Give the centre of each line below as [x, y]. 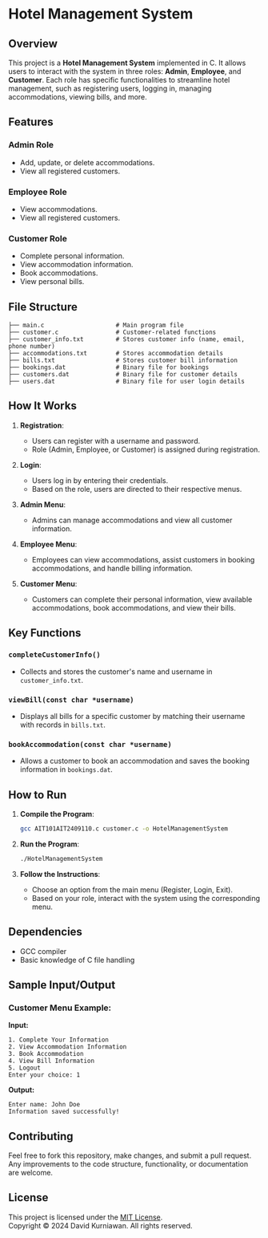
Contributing [41, 1136]
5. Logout [25, 1068]
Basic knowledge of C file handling [77, 960]
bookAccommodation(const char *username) [90, 744]
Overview [33, 44]
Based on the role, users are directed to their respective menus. [137, 489]
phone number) [32, 347]
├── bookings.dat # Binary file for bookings [109, 367]
